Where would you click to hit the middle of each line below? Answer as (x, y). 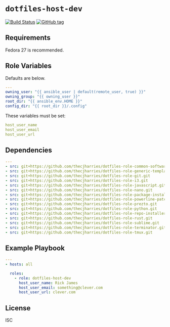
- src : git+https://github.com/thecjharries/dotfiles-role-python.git (81, 209)
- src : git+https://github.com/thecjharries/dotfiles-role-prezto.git (81, 204)
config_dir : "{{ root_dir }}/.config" (46, 106)
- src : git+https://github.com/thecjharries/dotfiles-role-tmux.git (79, 232)
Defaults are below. (25, 78)
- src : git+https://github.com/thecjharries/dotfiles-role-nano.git (79, 190)
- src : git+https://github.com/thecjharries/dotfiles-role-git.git (78, 176)
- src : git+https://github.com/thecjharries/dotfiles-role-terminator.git (86, 227)
